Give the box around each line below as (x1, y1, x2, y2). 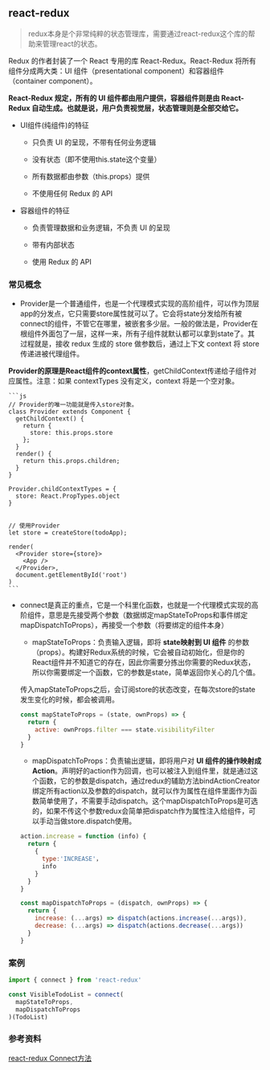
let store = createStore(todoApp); (8, 529, 128, 537)
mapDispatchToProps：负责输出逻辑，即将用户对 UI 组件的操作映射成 (31, 756, 262, 766)
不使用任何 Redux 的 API (31, 188, 113, 198)
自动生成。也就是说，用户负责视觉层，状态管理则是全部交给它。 (31, 103, 243, 113)
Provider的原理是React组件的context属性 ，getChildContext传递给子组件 (8, 366, 250, 376)
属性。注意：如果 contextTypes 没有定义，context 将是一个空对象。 (14, 376, 239, 386)
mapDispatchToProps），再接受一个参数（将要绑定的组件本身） (19, 621, 229, 630)
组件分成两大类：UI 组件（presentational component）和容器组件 (8, 66, 224, 76)
